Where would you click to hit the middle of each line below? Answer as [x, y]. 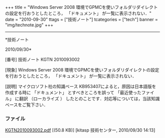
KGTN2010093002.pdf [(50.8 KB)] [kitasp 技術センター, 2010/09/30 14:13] [80, 130]
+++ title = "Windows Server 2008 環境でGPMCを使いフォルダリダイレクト [82, 7]
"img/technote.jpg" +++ [29, 25]
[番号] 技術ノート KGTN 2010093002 [42, 59]
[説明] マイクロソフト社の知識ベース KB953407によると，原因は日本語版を [81, 86]
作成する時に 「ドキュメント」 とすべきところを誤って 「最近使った [73, 92]
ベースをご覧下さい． [27, 105]
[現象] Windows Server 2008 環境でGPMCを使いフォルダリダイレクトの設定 [82, 70]
